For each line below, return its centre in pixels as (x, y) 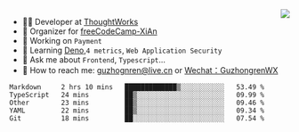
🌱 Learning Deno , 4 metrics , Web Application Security (122, 50)
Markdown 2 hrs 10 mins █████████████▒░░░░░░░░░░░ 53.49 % (137, 87)
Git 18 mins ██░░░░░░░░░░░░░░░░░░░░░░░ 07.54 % (137, 119)
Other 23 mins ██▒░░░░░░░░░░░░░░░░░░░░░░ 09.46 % (137, 103)
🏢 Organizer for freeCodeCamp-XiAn (89, 31)
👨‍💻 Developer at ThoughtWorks (80, 22)
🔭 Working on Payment (62, 41)
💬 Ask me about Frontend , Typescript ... (94, 60)
